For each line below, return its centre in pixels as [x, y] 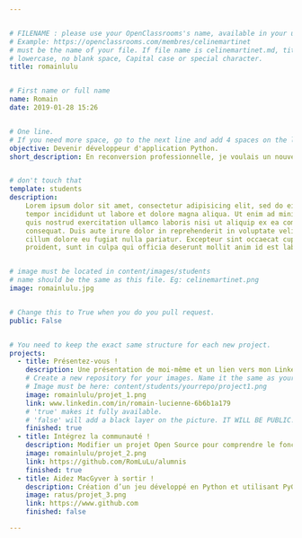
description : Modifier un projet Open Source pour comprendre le [151, 445]
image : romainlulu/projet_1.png [86, 395]
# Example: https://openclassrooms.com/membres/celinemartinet [130, 41]
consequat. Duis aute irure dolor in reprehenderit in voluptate [151, 231]
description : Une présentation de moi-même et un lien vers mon [148, 370]
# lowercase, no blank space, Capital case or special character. [136, 58]
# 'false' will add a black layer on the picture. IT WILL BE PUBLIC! [160, 420]
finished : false [56, 512]
